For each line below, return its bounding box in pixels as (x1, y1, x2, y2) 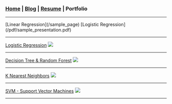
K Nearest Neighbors (5, 73, 50, 79)
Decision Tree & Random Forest (5, 58, 72, 64)
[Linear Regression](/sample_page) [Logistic (5, 21, 99, 28)
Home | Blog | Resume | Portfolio (5, 5, 88, 12)
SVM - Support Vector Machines (5, 88, 74, 94)
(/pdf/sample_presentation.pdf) (5, 27, 72, 33)
